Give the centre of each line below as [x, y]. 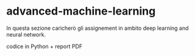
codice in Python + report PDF [44, 46]
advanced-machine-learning [81, 11]
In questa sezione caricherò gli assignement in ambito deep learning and [97, 28]
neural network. [26, 34]
